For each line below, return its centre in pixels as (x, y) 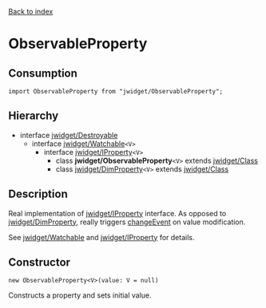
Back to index (31, 12)
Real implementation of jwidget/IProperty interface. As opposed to (117, 213)
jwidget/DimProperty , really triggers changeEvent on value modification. (127, 222)
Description (38, 194)
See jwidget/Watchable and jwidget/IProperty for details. (101, 237)
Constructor (39, 263)
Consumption (43, 73)
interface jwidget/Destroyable (69, 135)
